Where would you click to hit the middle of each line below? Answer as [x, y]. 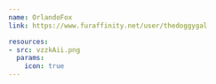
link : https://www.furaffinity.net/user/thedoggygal [108, 26]
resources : [28, 42]
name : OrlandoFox [40, 17]
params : [31, 58]
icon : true [44, 66]
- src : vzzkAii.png [44, 50]
